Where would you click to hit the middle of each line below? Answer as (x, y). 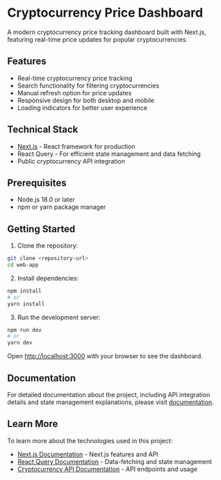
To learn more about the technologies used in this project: (90, 440)
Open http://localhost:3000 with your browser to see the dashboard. (105, 356)
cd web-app (23, 265)
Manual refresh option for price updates (74, 93)
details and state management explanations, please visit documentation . (110, 402)
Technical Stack (43, 130)
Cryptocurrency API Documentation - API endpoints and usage (107, 469)
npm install (24, 291)
